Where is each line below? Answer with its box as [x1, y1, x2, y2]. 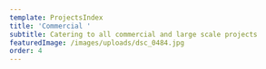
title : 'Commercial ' [9, 22, 92, 30]
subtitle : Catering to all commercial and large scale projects [9, 30, 258, 39]
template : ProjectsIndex [9, 13, 103, 22]
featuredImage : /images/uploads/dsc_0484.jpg [9, 38, 184, 47]
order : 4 [9, 47, 43, 56]
